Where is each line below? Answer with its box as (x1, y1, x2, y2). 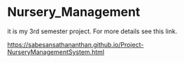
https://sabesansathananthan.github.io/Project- (7, 40, 144, 48)
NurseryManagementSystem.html (7, 48, 105, 56)
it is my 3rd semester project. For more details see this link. (7, 27, 178, 35)
